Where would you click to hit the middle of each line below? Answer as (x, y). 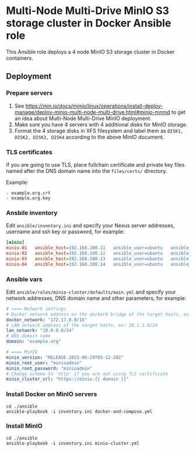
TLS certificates (29, 152)
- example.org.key (28, 198)
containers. (20, 58)
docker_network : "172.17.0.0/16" (47, 320)
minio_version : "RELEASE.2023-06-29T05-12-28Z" (65, 357)
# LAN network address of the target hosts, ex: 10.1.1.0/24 (82, 325)
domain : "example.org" (34, 341)
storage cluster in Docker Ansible (89, 23)
